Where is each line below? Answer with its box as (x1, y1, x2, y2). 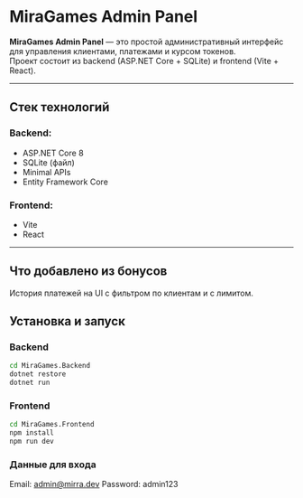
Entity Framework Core (22, 176, 108, 187)
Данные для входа (9, 458, 96, 471)
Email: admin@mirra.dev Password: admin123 (9, 479, 179, 490)
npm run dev (9, 437, 54, 446)
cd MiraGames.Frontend (9, 420, 95, 429)
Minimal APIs (22, 166, 71, 177)
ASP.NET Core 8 (22, 147, 84, 158)
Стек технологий (9, 99, 110, 115)
